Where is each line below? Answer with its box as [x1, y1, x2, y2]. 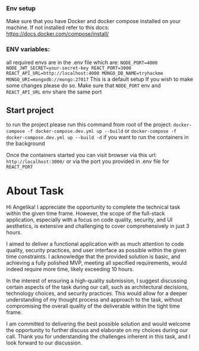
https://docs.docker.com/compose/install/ [6, 30, 109, 37]
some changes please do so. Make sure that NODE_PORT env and [6, 82, 162, 89]
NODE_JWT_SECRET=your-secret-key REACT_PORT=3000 [6, 65, 132, 71]
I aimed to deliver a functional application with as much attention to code [6, 240, 184, 247]
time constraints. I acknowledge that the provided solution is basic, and [6, 253, 181, 260]
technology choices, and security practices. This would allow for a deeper [6, 290, 188, 297]
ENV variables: [6, 45, 50, 54]
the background [6, 140, 46, 147]
